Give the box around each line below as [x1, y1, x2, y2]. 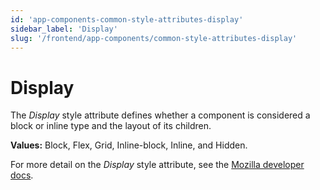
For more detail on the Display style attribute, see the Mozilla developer [10, 159, 305, 171]
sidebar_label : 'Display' [10, 24, 118, 34]
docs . [10, 169, 34, 181]
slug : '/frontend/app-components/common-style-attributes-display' [10, 33, 298, 43]
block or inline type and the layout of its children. [10, 120, 212, 132]
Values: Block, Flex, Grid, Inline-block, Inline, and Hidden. [10, 139, 248, 151]
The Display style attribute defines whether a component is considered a [10, 109, 311, 121]
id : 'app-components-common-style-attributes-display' [10, 14, 244, 25]
